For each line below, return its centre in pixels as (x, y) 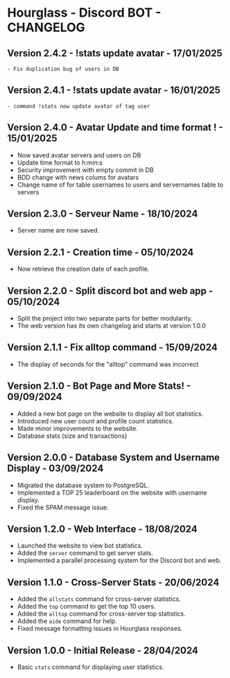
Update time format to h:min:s (60, 162)
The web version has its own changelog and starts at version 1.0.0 (112, 326)
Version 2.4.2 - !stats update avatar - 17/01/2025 (115, 53)
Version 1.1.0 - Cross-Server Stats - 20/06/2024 (113, 582)
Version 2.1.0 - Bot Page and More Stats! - (99, 386)
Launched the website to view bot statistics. (80, 545)
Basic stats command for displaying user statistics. (90, 667)
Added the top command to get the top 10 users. (86, 607)
